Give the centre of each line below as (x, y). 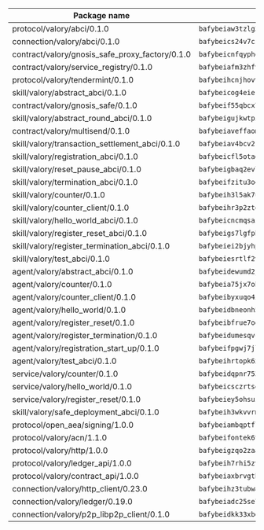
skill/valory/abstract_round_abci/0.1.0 (82, 118)
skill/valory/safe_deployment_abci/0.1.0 (86, 412)
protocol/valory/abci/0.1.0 (60, 29)
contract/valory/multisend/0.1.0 (71, 131)
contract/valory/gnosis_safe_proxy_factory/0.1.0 (101, 54)
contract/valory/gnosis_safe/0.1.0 (75, 105)
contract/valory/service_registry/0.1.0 (82, 67)
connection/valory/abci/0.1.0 (66, 41)
